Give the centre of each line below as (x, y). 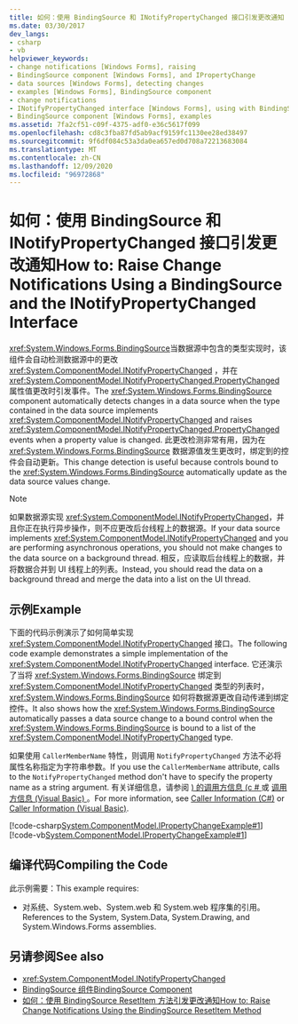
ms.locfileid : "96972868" (57, 174)
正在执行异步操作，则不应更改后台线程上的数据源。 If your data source (153, 528)
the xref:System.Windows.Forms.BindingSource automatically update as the (148, 472)
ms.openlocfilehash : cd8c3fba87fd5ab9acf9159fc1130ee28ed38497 (129, 133)
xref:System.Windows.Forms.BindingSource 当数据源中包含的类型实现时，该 (148, 348)
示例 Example (45, 609)
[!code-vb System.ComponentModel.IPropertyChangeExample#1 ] (128, 835)
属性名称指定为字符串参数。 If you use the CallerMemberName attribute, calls (145, 766)
